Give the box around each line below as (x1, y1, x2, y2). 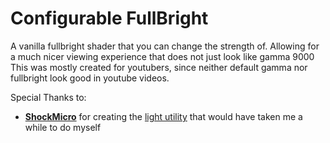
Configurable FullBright (10, 7, 209, 30)
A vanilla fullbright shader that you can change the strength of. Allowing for (10, 40, 320, 52)
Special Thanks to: (10, 91, 87, 103)
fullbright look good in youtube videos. (10, 72, 170, 84)
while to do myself (24, 121, 102, 133)
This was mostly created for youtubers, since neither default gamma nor (10, 61, 308, 73)
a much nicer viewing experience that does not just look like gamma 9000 (10, 50, 315, 62)
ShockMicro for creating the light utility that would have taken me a (24, 110, 303, 122)
